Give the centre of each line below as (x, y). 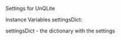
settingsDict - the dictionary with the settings (60, 31)
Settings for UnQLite (30, 8)
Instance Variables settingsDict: (44, 19)
